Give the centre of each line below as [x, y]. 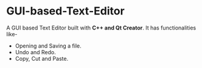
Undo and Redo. [35, 52]
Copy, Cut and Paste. [42, 58]
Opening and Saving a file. [48, 46]
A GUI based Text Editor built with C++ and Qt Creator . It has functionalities [101, 28]
